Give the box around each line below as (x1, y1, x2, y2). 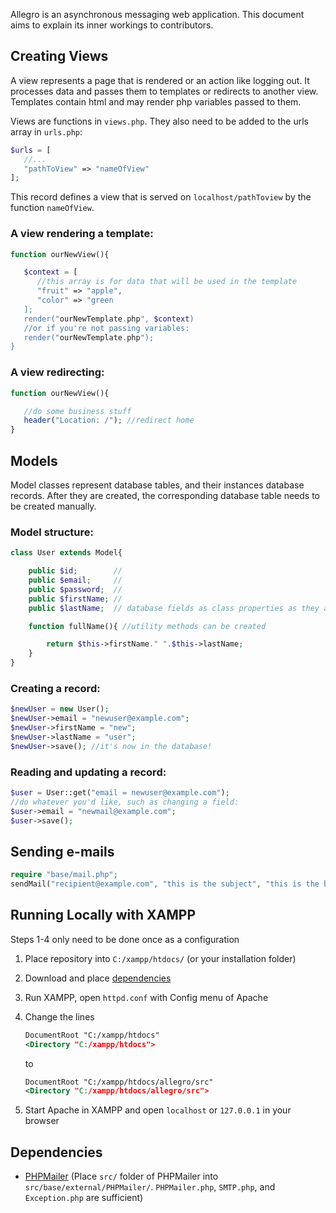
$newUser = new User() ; (10, 704, 110, 714)
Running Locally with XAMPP (10, 907, 197, 924)
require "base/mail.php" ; (10, 870, 118, 880)
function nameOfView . (10, 202, 95, 214)
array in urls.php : (10, 125, 83, 138)
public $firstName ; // (28, 594, 123, 604)
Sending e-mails (10, 843, 115, 860)
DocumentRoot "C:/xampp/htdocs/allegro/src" (24, 1077, 214, 1087)
